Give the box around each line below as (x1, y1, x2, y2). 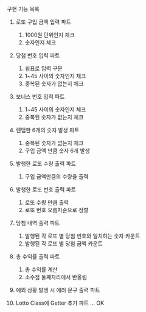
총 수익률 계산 (24, 266, 58, 273)
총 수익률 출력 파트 (15, 253, 60, 260)
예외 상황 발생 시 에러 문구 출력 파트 (15, 286, 100, 294)
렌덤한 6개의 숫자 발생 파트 (15, 127, 80, 133)
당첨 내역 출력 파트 (15, 219, 60, 227)
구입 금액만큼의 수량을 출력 (24, 173, 89, 180)
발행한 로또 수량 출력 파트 (15, 160, 77, 167)
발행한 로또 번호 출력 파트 (15, 186, 77, 193)
